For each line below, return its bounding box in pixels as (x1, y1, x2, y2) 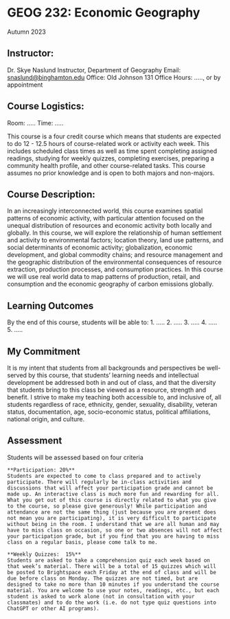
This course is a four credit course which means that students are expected (7, 132, 221, 140)
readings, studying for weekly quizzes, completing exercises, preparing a (7, 154, 215, 162)
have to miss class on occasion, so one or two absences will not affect (7, 527, 223, 534)
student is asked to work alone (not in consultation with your (7, 593, 195, 600)
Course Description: (7, 188, 95, 200)
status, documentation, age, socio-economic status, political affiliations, (7, 408, 211, 416)
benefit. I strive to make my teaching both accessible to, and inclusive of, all (7, 393, 222, 401)
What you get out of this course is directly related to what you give (7, 496, 216, 503)
